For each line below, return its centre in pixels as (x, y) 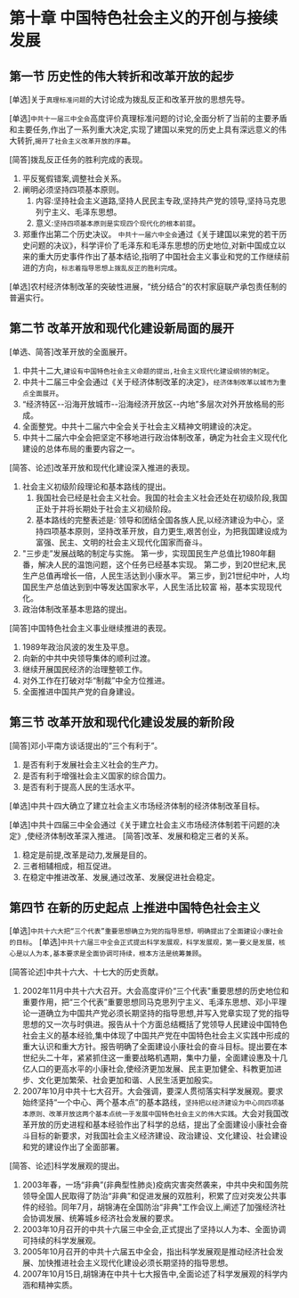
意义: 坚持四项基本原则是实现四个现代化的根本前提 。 (118, 223)
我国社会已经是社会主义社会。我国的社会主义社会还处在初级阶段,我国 (161, 497)
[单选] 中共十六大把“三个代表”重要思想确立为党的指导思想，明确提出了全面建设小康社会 (146, 931)
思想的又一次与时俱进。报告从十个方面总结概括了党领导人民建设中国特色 (154, 1024)
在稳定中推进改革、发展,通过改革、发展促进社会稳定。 (121, 877)
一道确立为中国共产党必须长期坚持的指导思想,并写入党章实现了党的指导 (160, 1014)
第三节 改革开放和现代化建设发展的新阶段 (121, 723)
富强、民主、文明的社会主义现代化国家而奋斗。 (121, 542)
